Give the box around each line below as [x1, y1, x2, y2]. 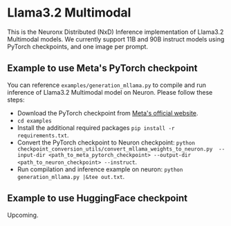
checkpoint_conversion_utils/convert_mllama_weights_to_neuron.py [17, 145, 213, 153]
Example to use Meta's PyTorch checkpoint [7, 62, 198, 74]
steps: [7, 95, 25, 104]
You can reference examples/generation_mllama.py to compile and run [7, 81, 206, 89]
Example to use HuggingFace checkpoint [7, 192, 188, 205]
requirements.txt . [17, 131, 69, 139]
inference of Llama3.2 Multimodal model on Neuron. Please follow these [7, 88, 213, 96]
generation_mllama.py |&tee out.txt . [17, 172, 125, 180]
